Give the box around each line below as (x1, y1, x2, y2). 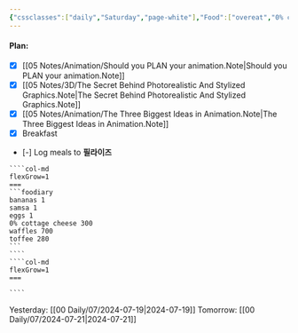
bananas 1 (9, 196, 46, 205)
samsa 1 (9, 203, 38, 213)
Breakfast (21, 128, 58, 139)
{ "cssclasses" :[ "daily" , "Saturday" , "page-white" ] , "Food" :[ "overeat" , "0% (9, 12, 284, 22)
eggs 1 (9, 211, 34, 220)
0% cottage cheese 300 (9, 219, 93, 228)
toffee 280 (9, 234, 50, 244)
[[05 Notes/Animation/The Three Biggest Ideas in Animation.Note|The (21, 108, 278, 119)
